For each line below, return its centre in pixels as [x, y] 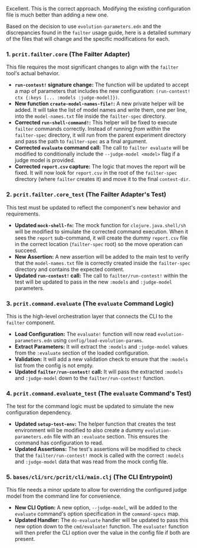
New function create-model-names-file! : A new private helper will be [99, 104]
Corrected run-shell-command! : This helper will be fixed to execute [96, 123]
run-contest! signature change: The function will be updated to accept [102, 85]
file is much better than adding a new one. [58, 15]
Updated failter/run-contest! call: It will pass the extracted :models [99, 372]
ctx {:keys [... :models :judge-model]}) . [67, 98]
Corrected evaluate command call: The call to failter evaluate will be [101, 148]
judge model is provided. [45, 160]
